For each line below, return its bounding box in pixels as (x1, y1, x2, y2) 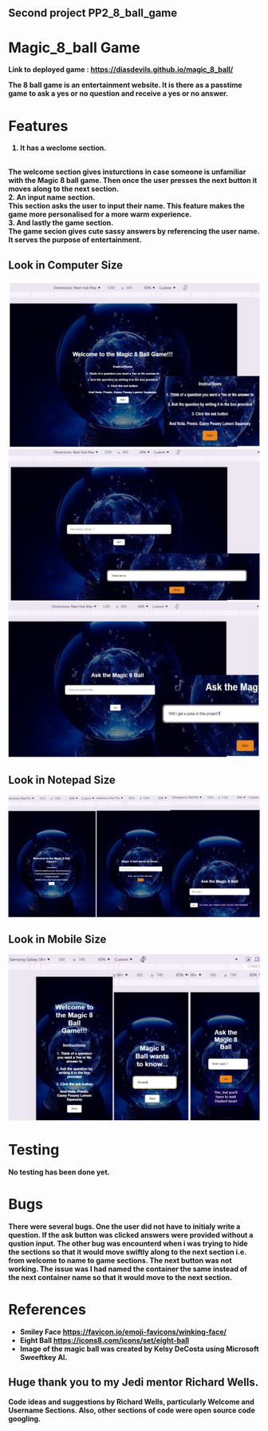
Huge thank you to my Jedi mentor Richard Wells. (8, 1376, 259, 1389)
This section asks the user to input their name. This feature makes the (8, 201, 245, 211)
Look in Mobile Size (8, 932, 107, 946)
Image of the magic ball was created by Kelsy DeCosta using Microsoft (19, 1344, 259, 1353)
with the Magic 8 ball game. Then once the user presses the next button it (8, 176, 258, 185)
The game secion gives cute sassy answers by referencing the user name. (8, 227, 260, 237)
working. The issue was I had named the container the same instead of (8, 1264, 247, 1274)
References (8, 1301, 86, 1319)
